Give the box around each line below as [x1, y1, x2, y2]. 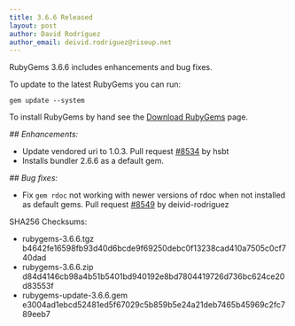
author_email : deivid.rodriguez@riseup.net [9, 37, 173, 47]
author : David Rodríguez [9, 29, 101, 38]
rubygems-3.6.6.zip [21, 262, 94, 273]
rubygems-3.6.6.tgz [21, 234, 95, 244]
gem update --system [9, 97, 86, 105]
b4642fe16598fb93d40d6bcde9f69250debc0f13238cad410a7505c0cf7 [21, 243, 286, 253]
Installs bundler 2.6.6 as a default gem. [21, 156, 164, 167]
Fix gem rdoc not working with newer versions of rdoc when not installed [21, 190, 286, 200]
